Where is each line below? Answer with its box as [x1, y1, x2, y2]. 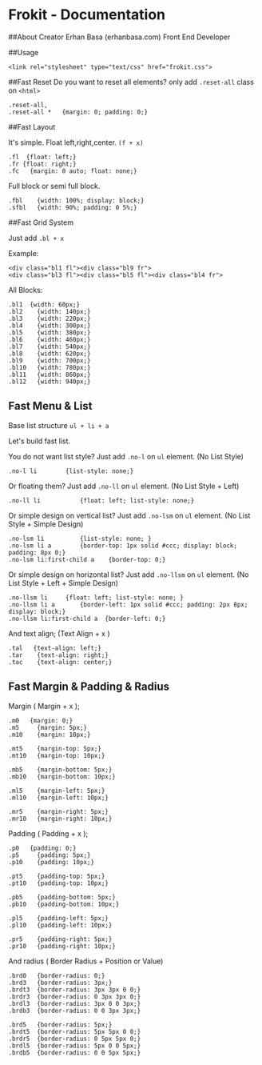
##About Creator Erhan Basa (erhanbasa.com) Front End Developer [8, 32, 231, 42]
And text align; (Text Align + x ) [8, 628, 110, 638]
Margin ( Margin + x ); [8, 701, 80, 711]
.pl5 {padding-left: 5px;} [8, 914, 109, 922]
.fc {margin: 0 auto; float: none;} [8, 166, 137, 175]
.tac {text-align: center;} [8, 658, 113, 666]
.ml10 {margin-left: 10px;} [8, 794, 109, 802]
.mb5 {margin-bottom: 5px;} [8, 766, 113, 774]
